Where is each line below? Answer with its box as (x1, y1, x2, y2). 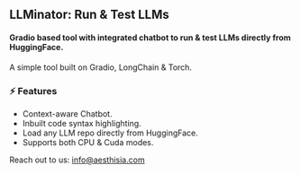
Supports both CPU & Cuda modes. (22, 136, 154, 147)
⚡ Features (9, 84, 58, 97)
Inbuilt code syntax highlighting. (22, 117, 141, 128)
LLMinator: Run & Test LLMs (9, 7, 169, 22)
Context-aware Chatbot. (22, 108, 113, 119)
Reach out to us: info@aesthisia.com (9, 154, 146, 165)
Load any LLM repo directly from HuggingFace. (22, 127, 198, 138)
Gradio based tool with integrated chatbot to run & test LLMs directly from (9, 31, 291, 43)
